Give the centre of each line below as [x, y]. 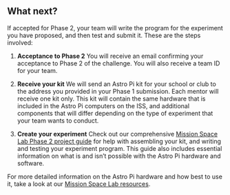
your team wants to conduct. [58, 121]
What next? [32, 11]
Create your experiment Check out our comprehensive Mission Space [117, 134]
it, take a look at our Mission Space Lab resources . [79, 184]
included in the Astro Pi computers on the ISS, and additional [103, 105]
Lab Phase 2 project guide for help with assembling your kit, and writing [119, 141]
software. [31, 163]
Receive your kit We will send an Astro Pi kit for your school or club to [117, 84]
